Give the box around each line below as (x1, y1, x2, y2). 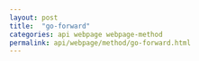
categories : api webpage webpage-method (9, 30, 164, 39)
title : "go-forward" (9, 22, 91, 30)
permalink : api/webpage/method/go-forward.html (9, 38, 192, 48)
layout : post (9, 13, 59, 22)
